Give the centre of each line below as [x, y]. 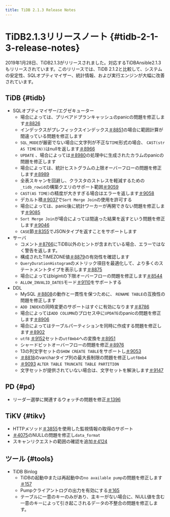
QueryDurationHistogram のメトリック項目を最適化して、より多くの [89, 263]
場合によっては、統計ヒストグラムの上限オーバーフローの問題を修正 [91, 168]
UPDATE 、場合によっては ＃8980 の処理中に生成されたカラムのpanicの [92, 155]
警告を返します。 [42, 251]
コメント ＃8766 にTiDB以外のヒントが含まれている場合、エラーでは [90, 244]
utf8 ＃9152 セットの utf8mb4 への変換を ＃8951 [68, 339]
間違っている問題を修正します [51, 136]
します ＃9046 [35, 225]
